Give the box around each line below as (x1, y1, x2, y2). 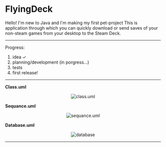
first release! (12, 70, 38, 75)
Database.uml (5, 122, 35, 128)
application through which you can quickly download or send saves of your (5, 25, 158, 31)
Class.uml (5, 84, 26, 90)
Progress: (5, 44, 25, 50)
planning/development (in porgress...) (12, 59, 89, 65)
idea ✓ (12, 54, 27, 60)
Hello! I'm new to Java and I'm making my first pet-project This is (5, 20, 138, 26)
